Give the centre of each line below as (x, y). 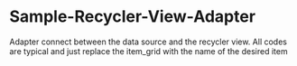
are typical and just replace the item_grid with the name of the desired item (148, 51)
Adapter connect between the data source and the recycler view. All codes (148, 42)
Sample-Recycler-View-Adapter (132, 17)
